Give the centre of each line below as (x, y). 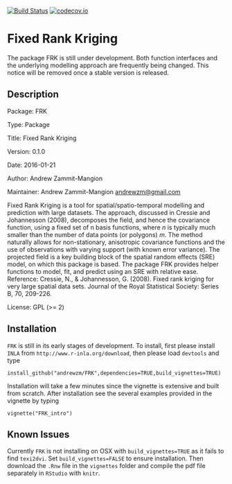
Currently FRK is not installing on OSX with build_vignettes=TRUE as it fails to (116, 451)
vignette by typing (33, 400)
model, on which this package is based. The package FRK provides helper (113, 264)
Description (33, 95)
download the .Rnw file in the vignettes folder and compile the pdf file (106, 466)
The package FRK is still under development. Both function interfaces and (113, 58)
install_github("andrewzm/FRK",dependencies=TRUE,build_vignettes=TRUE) (114, 373)
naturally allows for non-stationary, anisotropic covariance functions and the (116, 242)
